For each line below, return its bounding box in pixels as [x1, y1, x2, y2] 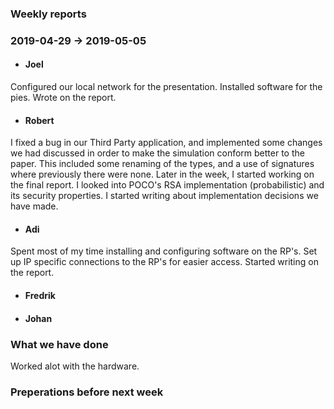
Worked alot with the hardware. [10, 360, 140, 372]
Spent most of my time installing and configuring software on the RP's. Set [10, 245, 318, 257]
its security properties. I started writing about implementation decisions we [10, 190, 319, 202]
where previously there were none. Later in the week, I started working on [10, 168, 315, 181]
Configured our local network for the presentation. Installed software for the [10, 81, 323, 93]
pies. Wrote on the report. [10, 92, 117, 104]
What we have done [10, 337, 109, 351]
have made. [10, 200, 59, 212]
